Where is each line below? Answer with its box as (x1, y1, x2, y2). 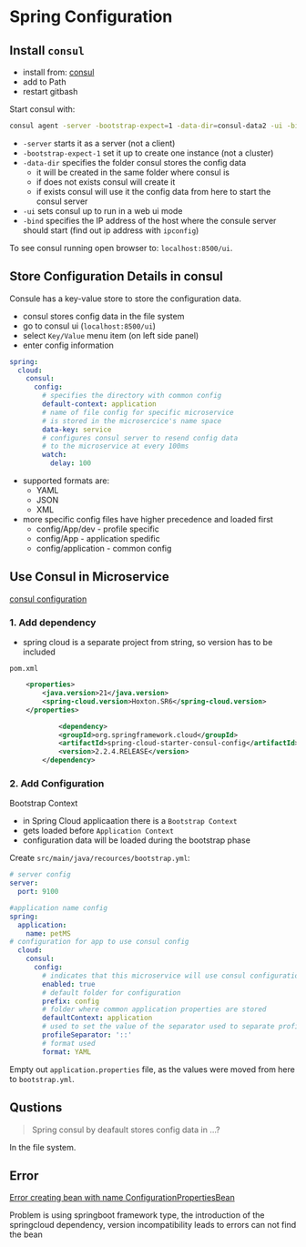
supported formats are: (22, 475, 110, 486)
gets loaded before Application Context (22, 826, 175, 836)
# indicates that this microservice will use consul (42, 971, 247, 980)
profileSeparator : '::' (42, 1030, 132, 1039)
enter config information (22, 340, 114, 350)
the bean (9, 1229, 43, 1240)
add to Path (22, 76, 66, 87)
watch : (42, 451, 67, 460)
